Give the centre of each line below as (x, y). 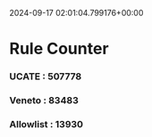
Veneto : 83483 (44, 101)
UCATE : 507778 (46, 77)
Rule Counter (59, 49)
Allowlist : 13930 (46, 124)
